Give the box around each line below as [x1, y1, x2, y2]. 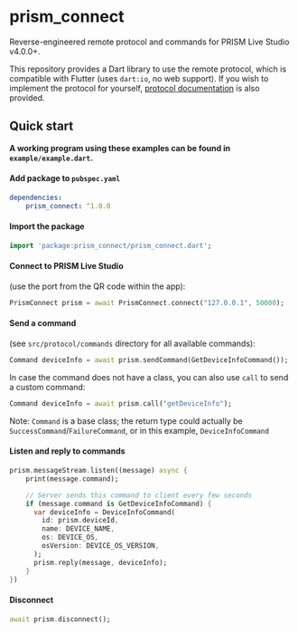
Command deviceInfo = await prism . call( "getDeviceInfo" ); [9, 398, 232, 408]
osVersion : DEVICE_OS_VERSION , [42, 542, 160, 551]
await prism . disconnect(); [9, 614, 111, 624]
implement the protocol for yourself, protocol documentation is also [9, 82, 260, 93]
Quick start [9, 119, 74, 134]
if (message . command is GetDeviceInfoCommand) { [25, 499, 212, 508]
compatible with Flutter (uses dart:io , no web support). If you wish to [9, 72, 269, 83]
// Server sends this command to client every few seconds [25, 491, 253, 500]
